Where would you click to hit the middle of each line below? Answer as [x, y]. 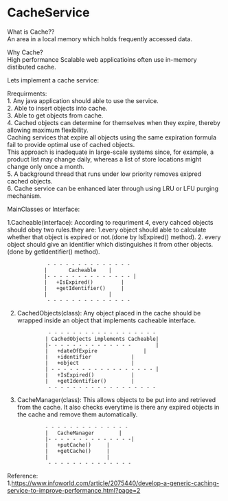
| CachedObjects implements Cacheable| [102, 339]
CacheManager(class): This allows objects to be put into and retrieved [116, 399]
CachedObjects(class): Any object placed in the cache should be [109, 313]
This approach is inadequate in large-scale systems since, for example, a [111, 152]
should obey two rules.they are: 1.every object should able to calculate [107, 230]
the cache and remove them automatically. [77, 414]
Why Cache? [25, 52]
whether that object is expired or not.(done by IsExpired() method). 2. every [114, 237]
